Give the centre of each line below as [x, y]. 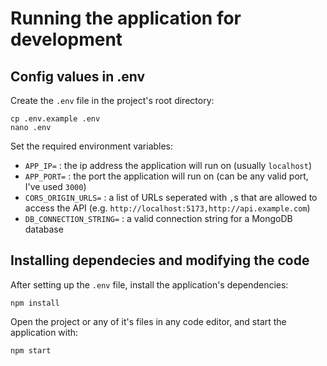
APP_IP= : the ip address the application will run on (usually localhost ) [168, 165]
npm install [35, 303]
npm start [31, 350]
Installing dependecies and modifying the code [160, 260]
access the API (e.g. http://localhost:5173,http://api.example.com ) [167, 208]
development [66, 39]
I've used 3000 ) [55, 186]
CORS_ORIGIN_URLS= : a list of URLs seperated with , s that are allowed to [171, 197]
